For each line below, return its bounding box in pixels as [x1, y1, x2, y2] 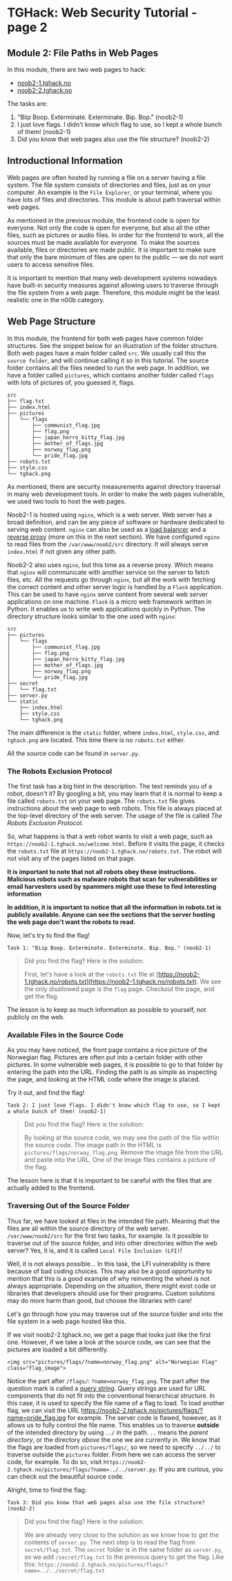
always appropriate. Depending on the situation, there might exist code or [7, 1282, 217, 1290]
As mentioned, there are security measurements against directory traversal [7, 482, 221, 490]
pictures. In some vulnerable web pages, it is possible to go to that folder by [7, 1060, 223, 1069]
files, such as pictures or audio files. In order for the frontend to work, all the [7, 230, 224, 239]
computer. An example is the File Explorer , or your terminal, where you [7, 188, 213, 196]
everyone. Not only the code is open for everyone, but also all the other [7, 223, 211, 232]
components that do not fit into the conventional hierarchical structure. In [7, 1392, 215, 1400]
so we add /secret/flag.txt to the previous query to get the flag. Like [23, 1553, 224, 1561]
